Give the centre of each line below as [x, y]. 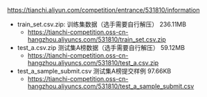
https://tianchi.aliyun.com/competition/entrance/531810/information [103, 10]
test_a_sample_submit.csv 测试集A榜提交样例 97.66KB [94, 71]
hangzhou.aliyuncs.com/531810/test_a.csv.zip [93, 63]
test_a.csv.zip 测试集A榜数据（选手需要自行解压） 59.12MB [101, 47]
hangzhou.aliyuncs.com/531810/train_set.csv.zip [97, 39]
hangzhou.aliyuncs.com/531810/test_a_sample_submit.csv [111, 86]
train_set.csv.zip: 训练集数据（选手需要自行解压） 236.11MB [102, 24]
